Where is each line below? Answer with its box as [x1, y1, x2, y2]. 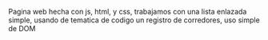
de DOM [8, 24, 36, 33]
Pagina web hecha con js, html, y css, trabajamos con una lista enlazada [8, 7, 247, 16]
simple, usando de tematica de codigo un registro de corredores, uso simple [8, 15, 260, 25]
